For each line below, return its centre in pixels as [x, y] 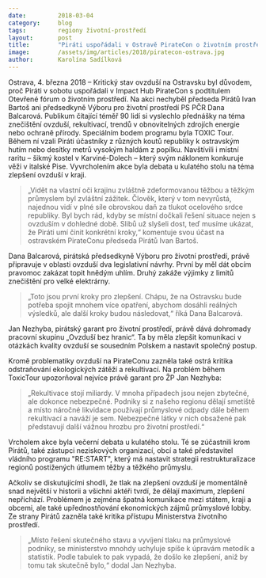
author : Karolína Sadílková [65, 60]
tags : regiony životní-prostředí [78, 30]
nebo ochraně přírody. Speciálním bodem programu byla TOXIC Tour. [121, 132]
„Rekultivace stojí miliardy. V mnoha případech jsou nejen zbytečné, [138, 393]
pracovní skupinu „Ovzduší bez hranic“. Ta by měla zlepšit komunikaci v [125, 337]
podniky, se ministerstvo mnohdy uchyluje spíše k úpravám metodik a [141, 548]
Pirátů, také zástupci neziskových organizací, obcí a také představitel [121, 450]
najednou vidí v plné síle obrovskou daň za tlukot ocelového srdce [135, 207]
